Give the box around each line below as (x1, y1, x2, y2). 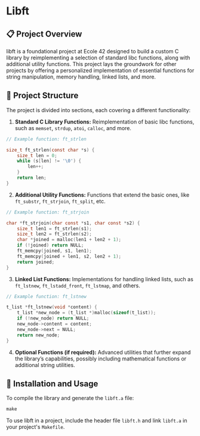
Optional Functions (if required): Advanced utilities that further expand (14, 348, 191, 356)
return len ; (17, 175, 47, 181)
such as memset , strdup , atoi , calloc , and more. (14, 124, 131, 131)
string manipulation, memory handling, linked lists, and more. (6, 73, 156, 80)
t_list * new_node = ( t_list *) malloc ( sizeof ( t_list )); (17, 310, 156, 316)
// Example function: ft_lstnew (6, 293, 87, 299)
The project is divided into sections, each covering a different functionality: (6, 106, 191, 113)
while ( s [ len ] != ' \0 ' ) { (17, 158, 82, 164)
